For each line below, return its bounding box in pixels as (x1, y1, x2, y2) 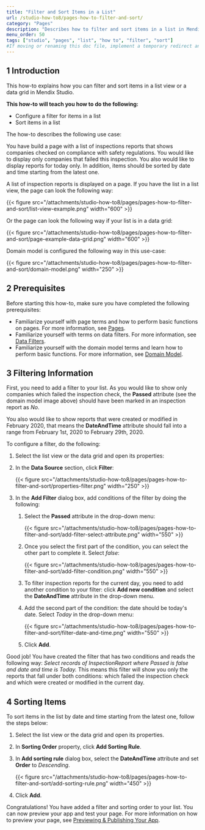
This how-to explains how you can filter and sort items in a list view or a (6, 82, 187, 89)
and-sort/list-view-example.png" (6, 205, 89, 212)
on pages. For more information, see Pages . (15, 324, 126, 332)
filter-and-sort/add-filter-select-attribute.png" (24, 531, 140, 538)
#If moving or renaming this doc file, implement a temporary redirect (6, 43, 192, 50)
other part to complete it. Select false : (24, 549, 120, 557)
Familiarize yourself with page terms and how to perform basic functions (15, 317, 198, 325)
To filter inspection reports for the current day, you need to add (24, 579, 184, 587)
